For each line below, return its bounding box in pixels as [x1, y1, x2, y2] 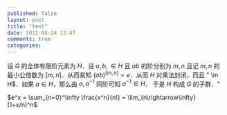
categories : [7, 42, 42, 49]
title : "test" [7, 23, 48, 30]
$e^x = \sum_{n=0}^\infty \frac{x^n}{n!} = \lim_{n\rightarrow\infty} [7, 94, 196, 102]
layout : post [7, 17, 45, 23]
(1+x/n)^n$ [7, 101, 38, 109]
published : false [7, 10, 57, 17]
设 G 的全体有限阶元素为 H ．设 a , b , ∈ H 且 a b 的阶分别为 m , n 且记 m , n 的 [7, 62, 220, 70]
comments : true [7, 36, 51, 43]
